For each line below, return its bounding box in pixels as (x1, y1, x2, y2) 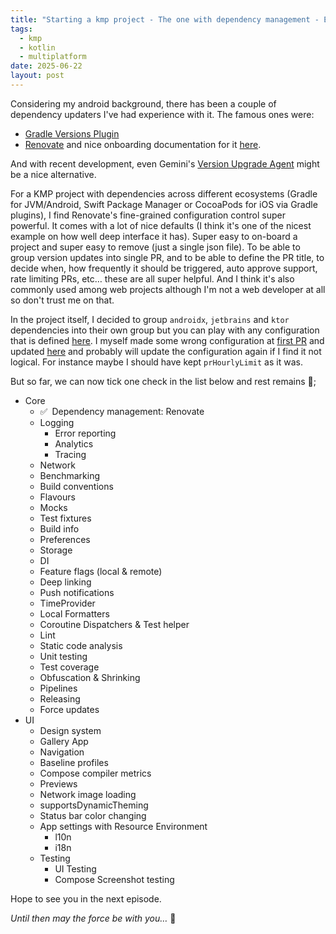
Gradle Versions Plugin (24, 127, 120, 140)
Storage (39, 544, 73, 556)
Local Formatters (39, 607, 110, 620)
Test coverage (39, 661, 100, 673)
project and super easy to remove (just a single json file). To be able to (10, 241, 301, 253)
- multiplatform (19, 52, 87, 62)
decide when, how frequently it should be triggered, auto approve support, (10, 262, 318, 274)
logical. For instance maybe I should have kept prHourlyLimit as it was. (10, 356, 303, 368)
